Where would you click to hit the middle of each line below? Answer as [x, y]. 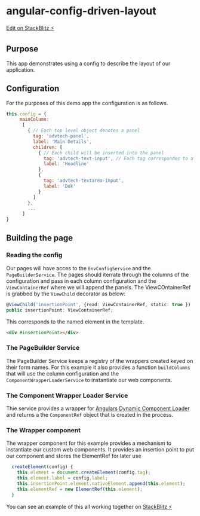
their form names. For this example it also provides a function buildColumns [98, 367]
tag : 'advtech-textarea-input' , [84, 181]
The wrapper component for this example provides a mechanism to [89, 443]
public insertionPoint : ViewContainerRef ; [60, 310]
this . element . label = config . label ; [63, 478]
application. [21, 69]
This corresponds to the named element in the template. [75, 322]
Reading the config [34, 255]
